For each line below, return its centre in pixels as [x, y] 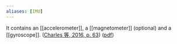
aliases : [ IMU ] [25, 11]
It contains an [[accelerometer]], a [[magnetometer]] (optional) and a [89, 28]
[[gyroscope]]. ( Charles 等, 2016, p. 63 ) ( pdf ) [60, 35]
